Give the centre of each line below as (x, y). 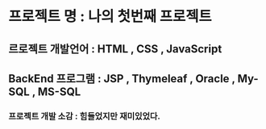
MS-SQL (59, 92)
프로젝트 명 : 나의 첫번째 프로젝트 (110, 17)
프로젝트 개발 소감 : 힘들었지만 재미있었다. (85, 116)
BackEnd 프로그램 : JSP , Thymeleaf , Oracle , (122, 79)
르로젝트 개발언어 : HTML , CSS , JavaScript (115, 49)
